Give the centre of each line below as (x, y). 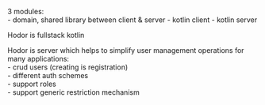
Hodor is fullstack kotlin (46, 35)
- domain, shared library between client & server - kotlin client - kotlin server (132, 20)
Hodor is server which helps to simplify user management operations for (126, 50)
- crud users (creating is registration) (68, 67)
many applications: (38, 59)
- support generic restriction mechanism (73, 92)
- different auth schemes (48, 75)
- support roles (32, 84)
